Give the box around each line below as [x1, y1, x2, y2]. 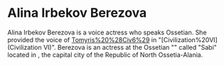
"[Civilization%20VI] [158, 35, 218, 44]
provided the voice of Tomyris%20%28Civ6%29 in [7, 35, 157, 44]
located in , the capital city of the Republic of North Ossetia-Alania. [7, 51, 203, 59]
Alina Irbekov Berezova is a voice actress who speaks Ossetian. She [7, 28, 208, 37]
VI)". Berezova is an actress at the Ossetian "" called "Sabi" [43, 43, 217, 51]
